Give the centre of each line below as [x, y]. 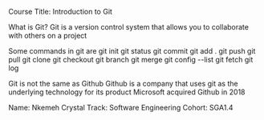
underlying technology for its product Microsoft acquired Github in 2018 [127, 92]
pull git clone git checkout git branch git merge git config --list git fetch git [131, 60]
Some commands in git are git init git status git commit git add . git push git [132, 51]
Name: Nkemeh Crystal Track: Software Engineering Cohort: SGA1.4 [121, 108]
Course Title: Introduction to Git [60, 12]
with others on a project [48, 36]
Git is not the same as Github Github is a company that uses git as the [123, 84]
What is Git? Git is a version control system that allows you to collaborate [128, 27]
